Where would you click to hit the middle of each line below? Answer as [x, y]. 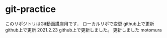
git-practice [31, 9]
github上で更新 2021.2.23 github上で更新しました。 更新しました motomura [83, 30]
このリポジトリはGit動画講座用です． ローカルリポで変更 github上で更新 [80, 23]
